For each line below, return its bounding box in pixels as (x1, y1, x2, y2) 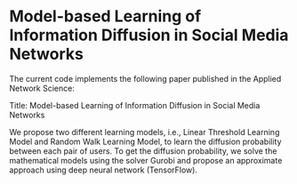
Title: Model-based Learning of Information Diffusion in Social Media (9, 100, 261, 110)
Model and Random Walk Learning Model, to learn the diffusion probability (9, 136, 282, 147)
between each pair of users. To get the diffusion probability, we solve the (9, 145, 277, 156)
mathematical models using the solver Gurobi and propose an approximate (9, 155, 283, 165)
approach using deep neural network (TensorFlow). (9, 164, 198, 175)
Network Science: (9, 83, 76, 93)
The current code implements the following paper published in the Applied (9, 73, 282, 84)
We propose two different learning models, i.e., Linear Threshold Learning (9, 126, 280, 137)
